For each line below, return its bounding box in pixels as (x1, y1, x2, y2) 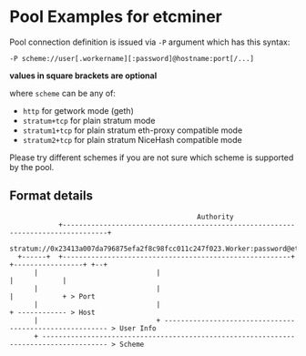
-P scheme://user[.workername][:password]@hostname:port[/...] (9, 54, 255, 63)
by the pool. (9, 161, 55, 172)
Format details (9, 188, 94, 204)
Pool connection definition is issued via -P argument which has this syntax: (9, 36, 291, 47)
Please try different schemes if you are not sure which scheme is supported (9, 152, 294, 163)
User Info (119, 323, 157, 333)
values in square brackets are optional (9, 70, 158, 81)
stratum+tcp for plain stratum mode (22, 115, 156, 126)
